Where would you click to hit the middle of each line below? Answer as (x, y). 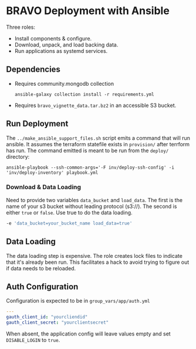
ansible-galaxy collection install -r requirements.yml (84, 94)
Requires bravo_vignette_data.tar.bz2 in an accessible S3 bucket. (95, 105)
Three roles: (21, 27)
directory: (18, 156)
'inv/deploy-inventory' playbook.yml (52, 172)
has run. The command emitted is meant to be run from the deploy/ (87, 150)
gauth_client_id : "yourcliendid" (47, 317)
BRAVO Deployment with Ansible (88, 11)
